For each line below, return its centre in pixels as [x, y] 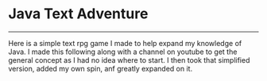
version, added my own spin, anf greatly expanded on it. [101, 68]
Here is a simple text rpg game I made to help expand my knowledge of [125, 43]
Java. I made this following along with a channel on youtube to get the [123, 52]
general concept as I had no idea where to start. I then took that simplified [129, 60]
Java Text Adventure [78, 14]
